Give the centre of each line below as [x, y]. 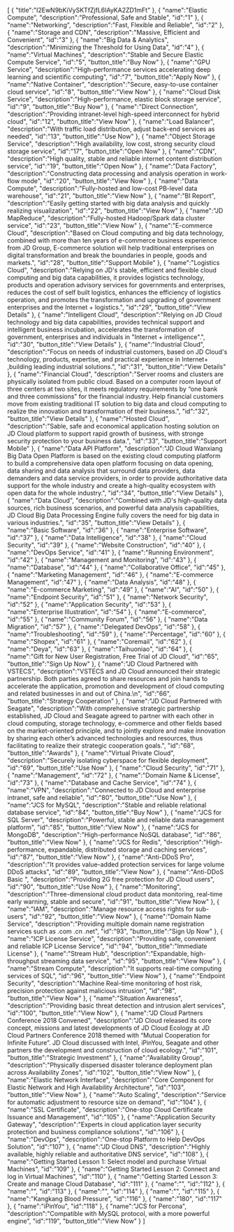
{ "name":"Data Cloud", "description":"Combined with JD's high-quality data [117, 500]
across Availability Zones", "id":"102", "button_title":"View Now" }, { [104, 1072]
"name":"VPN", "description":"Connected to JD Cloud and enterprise [107, 790]
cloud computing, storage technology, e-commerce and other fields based [115, 723]
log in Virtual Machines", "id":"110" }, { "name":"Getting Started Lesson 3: [113, 1176]
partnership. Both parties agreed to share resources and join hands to [108, 679]
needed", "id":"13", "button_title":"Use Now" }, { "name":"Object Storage [111, 136]
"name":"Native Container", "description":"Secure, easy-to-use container [113, 84]
